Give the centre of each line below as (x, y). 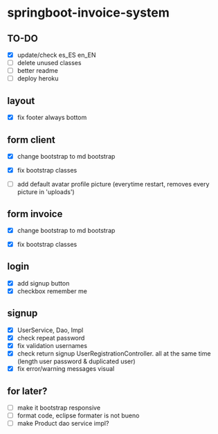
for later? (27, 391)
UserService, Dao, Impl (50, 330)
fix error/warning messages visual (66, 369)
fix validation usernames (52, 345)
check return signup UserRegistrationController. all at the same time (114, 354)
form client (31, 140)
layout (21, 101)
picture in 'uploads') (46, 192)
